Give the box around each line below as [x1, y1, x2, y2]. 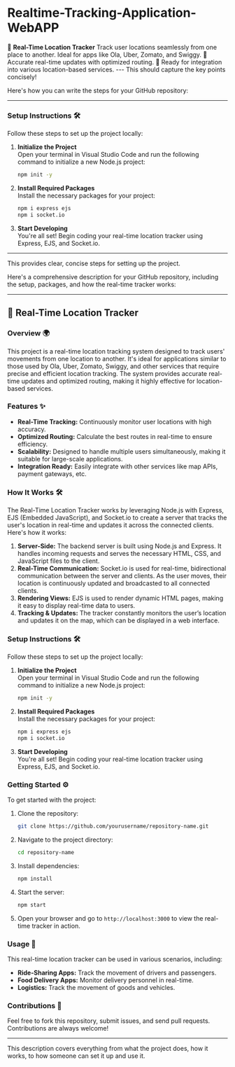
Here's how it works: [7, 529, 67, 537]
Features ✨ [7, 401, 46, 411]
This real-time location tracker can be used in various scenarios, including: [7, 955, 222, 963]
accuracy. [17, 425, 47, 433]
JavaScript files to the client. [17, 557, 100, 565]
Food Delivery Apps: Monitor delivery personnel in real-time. [17, 976, 194, 984]
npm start [17, 901, 47, 908]
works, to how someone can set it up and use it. [7, 1052, 145, 1060]
